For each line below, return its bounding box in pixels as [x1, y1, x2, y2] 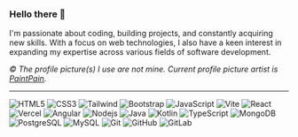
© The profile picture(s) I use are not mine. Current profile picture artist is [9, 64, 278, 74]
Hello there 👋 [9, 8, 67, 20]
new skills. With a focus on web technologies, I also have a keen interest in [9, 37, 282, 48]
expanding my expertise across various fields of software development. [9, 47, 271, 57]
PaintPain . [9, 73, 47, 84]
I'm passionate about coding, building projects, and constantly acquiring [9, 28, 273, 39]
